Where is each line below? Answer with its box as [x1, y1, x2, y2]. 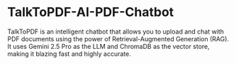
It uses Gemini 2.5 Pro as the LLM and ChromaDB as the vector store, [7, 42, 210, 50]
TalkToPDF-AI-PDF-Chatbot [7, 4, 174, 20]
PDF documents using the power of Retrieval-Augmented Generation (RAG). [7, 34, 229, 43]
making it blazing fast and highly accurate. [7, 50, 131, 58]
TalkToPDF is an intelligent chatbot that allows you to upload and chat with [7, 27, 225, 36]
